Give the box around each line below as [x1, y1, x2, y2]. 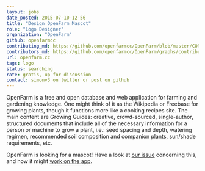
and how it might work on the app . [6, 158, 93, 165]
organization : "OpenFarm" [6, 32, 72, 38]
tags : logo [6, 60, 34, 66]
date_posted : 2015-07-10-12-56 [6, 15, 86, 21]
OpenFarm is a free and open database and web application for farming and [6, 94, 197, 101]
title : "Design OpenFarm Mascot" [6, 20, 92, 26]
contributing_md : [6, 43, 51, 49]
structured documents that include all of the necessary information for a [6, 120, 187, 127]
